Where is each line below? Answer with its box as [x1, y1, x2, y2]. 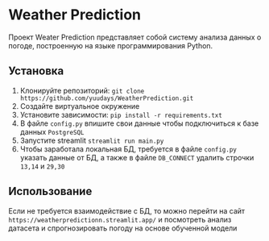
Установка [8, 64, 64, 78]
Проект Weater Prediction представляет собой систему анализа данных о [8, 32, 262, 42]
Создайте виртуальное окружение [19, 101, 140, 110]
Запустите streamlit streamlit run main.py [19, 135, 164, 145]
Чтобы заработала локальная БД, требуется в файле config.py [19, 143, 238, 154]
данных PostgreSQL [19, 127, 85, 136]
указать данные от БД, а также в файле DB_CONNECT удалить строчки [19, 152, 255, 162]
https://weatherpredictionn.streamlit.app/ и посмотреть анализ [8, 214, 232, 224]
